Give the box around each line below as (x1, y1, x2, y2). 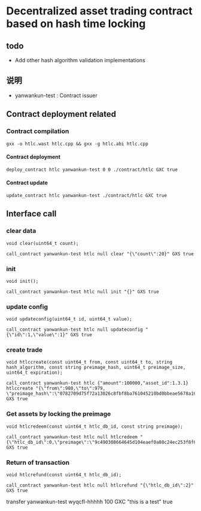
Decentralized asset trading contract (6, 4, 193, 18)
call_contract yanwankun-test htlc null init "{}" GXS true (6, 289, 160, 295)
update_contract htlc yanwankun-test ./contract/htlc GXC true (6, 192, 167, 198)
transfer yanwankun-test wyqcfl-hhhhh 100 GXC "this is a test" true (6, 498, 173, 506)
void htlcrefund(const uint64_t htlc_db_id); (6, 472, 121, 478)
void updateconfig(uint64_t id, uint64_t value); (6, 316, 133, 322)
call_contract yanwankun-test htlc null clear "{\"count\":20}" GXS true (6, 250, 194, 257)
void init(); (6, 278, 39, 284)
